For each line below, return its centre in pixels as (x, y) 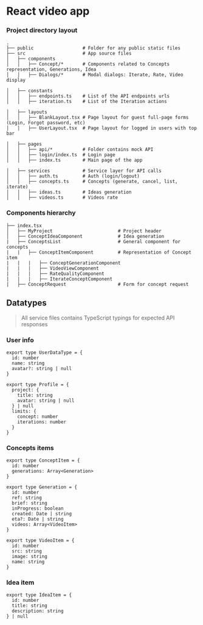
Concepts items (30, 448)
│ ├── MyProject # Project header (84, 231)
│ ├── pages (24, 145)
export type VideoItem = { (40, 541)
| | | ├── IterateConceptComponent (60, 279)
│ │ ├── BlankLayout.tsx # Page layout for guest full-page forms (98, 118)
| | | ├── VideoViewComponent (53, 268)
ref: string (27, 498)
